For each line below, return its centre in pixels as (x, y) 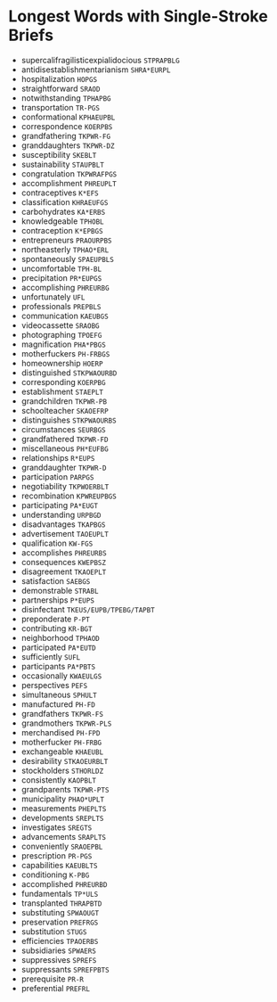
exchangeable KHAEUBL (62, 751)
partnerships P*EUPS (58, 600)
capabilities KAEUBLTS (59, 865)
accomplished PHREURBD (64, 883)
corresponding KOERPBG (63, 382)
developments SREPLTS (62, 817)
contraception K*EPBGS (62, 230)
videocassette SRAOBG (60, 325)
